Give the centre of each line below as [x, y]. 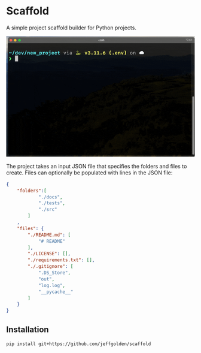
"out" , [46, 279]
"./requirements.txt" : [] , [61, 260]
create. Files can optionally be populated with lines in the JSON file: [89, 173]
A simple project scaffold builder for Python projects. [71, 28]
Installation [28, 329]
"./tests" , [52, 203]
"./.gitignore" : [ [51, 267]
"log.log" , [52, 285]
